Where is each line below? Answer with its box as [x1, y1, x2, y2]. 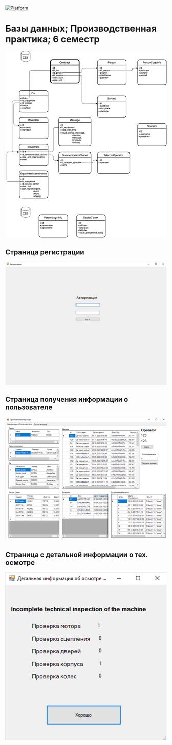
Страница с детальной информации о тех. [5, 550, 148, 559]
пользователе [5, 403, 53, 412]
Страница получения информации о [5, 395, 128, 404]
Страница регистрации [5, 248, 84, 256]
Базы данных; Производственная [5, 23, 157, 34]
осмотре [5, 558, 35, 567]
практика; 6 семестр [5, 34, 100, 46]
